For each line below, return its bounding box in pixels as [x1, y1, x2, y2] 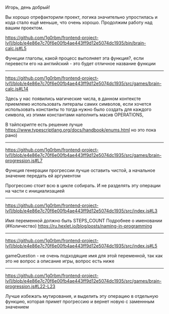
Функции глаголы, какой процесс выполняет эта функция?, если [5, 55, 144, 61]
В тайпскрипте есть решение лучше [5, 121, 83, 127]
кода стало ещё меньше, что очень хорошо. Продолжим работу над [5, 20, 153, 25]
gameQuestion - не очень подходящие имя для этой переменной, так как [5, 253, 163, 258]
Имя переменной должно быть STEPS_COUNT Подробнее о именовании [5, 217, 162, 223]
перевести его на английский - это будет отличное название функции [5, 61, 156, 66]
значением [5, 304, 29, 310]
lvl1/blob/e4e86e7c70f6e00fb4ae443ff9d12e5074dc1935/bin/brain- [5, 40, 146, 46]
